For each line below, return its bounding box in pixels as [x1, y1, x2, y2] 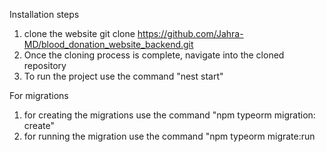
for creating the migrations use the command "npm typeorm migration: [23, 109, 316, 121]
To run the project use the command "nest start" [23, 70, 224, 82]
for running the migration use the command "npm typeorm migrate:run [23, 130, 316, 142]
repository [23, 60, 67, 71]
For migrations [9, 90, 69, 101]
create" [23, 120, 55, 131]
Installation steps [9, 9, 80, 20]
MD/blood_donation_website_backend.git [23, 39, 194, 50]
